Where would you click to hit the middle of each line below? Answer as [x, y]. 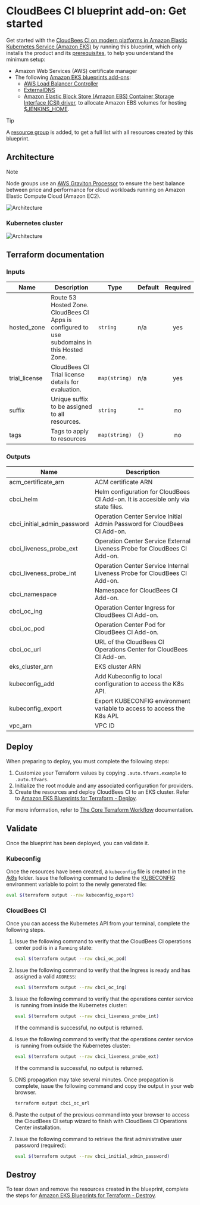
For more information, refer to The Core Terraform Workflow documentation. [100, 810]
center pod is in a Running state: [54, 948]
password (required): [40, 1145]
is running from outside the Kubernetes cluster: [73, 1045]
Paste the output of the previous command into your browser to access [102, 1114]
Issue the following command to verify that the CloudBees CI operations [103, 941]
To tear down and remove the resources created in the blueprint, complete [97, 1189]
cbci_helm [24, 499]
